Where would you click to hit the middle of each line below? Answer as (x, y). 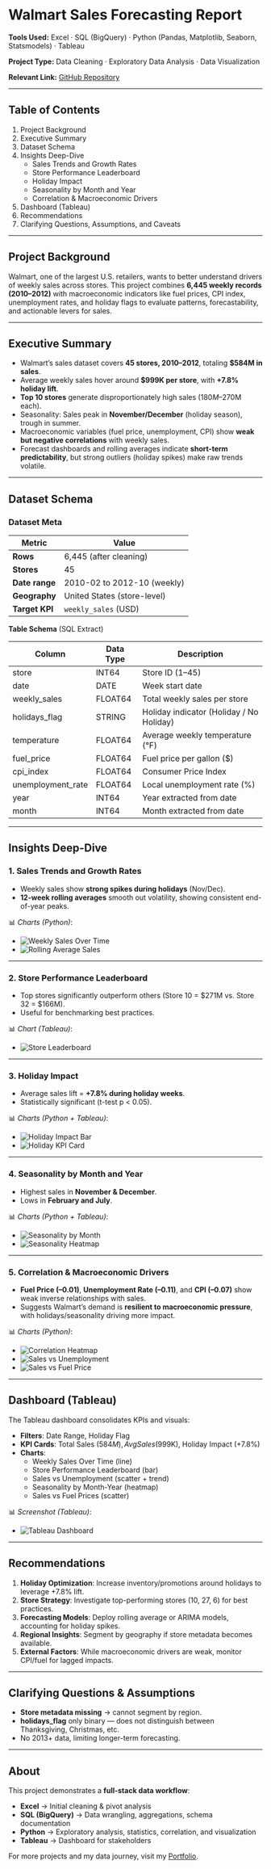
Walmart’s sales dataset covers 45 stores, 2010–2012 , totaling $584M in (141, 363)
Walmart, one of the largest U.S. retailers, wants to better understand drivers (135, 276)
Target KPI (33, 609)
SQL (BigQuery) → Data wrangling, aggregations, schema (117, 1815)
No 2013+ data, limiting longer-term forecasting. (100, 1738)
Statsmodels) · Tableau (46, 45)
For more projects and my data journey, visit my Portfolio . (104, 1856)
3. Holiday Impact (44, 1076)
